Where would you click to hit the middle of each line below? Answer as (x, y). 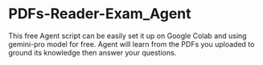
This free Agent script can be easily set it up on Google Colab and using (127, 36)
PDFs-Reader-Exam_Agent (100, 14)
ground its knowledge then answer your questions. (92, 52)
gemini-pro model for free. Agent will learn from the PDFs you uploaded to (131, 44)
